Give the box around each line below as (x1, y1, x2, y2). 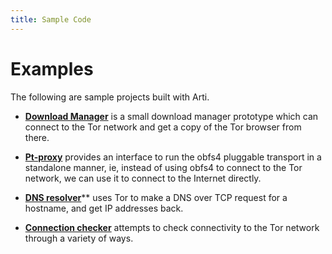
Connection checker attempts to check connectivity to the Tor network (24, 221, 320, 233)
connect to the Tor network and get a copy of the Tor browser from (24, 121, 302, 133)
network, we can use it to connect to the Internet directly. (24, 172, 262, 184)
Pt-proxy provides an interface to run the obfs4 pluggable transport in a (24, 151, 322, 163)
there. (24, 131, 50, 143)
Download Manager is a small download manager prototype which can (24, 110, 319, 122)
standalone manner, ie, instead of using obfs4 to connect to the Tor (24, 161, 303, 173)
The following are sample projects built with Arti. (10, 91, 210, 103)
